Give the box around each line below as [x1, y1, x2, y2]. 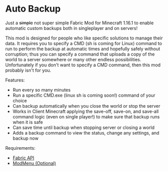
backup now [12, 135, 39, 141]
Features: [5, 77, 25, 83]
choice [12, 97, 27, 104]
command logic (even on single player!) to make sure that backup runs [12, 113, 160, 119]
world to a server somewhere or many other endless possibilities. [5, 56, 142, 62]
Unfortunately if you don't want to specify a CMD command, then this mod [5, 62, 161, 68]
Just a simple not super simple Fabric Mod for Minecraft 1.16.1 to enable [5, 20, 154, 26]
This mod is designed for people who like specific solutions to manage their [5, 35, 163, 41]
